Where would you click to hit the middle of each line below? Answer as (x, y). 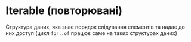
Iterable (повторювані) (64, 11)
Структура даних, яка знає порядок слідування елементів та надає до (95, 27)
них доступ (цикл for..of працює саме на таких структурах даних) (91, 33)
